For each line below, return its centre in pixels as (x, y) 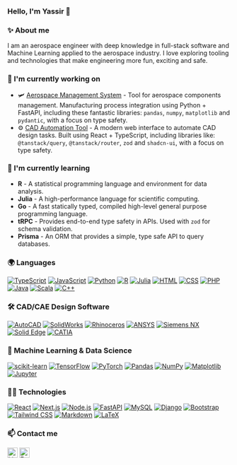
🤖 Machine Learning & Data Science (70, 351)
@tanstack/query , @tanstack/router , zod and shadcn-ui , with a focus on (121, 142)
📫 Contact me (33, 433)
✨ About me (28, 30)
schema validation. (45, 228)
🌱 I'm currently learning (49, 168)
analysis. (30, 191)
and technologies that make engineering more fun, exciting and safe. (108, 61)
